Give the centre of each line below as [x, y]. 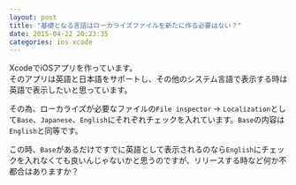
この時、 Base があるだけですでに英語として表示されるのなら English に [136, 150]
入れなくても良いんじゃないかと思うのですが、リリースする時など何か [152, 160]
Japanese [56, 121]
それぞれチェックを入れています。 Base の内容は [200, 120]
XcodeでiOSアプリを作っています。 [73, 68]
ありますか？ [56, 172]
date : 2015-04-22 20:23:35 [59, 33]
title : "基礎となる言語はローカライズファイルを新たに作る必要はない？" [125, 26]
